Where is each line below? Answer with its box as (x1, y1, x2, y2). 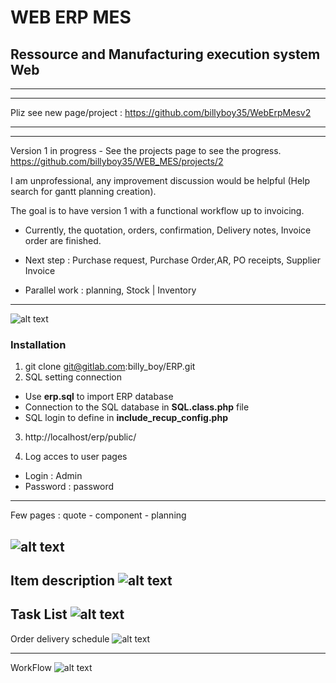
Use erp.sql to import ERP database (24, 391, 174, 403)
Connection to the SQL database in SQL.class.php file (24, 401, 250, 413)
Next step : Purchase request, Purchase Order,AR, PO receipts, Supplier (24, 254, 321, 266)
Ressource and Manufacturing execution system (10, 46, 321, 63)
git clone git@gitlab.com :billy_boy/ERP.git (24, 361, 196, 373)
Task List (10, 606, 68, 623)
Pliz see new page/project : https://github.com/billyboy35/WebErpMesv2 (10, 107, 312, 118)
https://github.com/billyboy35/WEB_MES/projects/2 (10, 156, 224, 167)
